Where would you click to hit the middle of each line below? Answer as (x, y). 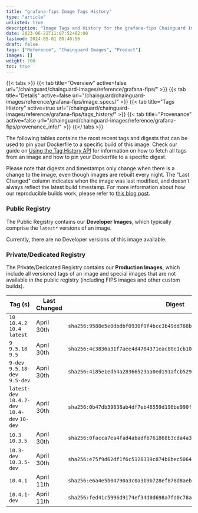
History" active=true (31, 108)
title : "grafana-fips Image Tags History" (59, 11)
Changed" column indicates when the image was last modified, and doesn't (98, 181)
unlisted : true (25, 22)
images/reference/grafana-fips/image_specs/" (62, 102)
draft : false (22, 45)
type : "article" (26, 17)
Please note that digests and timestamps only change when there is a (90, 168)
